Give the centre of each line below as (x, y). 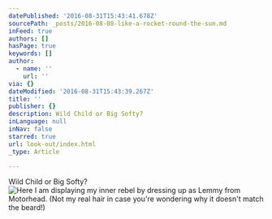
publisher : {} (32, 106)
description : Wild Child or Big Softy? (76, 114)
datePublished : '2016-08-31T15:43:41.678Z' (83, 16)
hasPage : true (32, 46)
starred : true (32, 136)
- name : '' (34, 69)
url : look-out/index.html (52, 144)
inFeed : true (30, 31)
